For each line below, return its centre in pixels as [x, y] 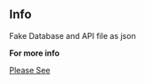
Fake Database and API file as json [72, 35]
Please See [30, 70]
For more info [35, 53]
